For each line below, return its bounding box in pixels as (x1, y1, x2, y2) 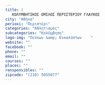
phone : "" (5, 49, 26, 54)
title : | (5, 7, 24, 12)
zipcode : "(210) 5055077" (5, 72, 59, 77)
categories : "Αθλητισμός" (5, 26, 59, 31)
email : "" (5, 53, 26, 59)
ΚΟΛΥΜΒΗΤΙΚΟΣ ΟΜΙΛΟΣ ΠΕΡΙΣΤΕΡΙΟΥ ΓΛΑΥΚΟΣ (12, 12, 100, 17)
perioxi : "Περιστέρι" (5, 21, 51, 26)
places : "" (5, 63, 28, 68)
